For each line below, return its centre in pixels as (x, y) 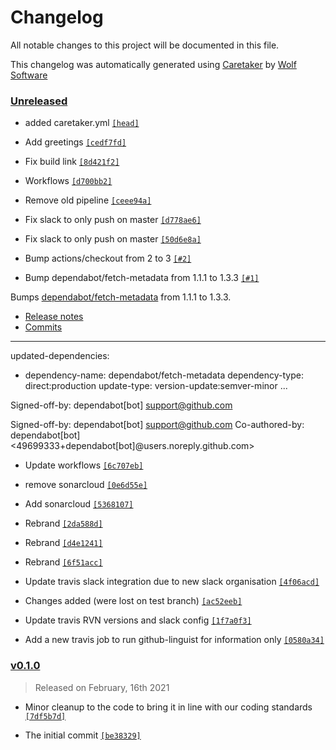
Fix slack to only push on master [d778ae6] (113, 220)
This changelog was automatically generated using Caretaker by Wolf (153, 64)
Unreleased (39, 101)
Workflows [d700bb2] (68, 181)
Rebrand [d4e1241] (63, 543)
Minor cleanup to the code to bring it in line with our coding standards (168, 707)
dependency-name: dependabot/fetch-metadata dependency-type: (164, 375)
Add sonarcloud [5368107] (79, 504)
